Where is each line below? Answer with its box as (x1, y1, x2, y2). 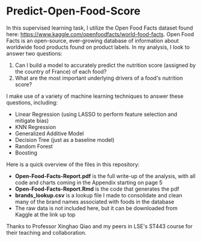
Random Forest (14, 142, 53, 150)
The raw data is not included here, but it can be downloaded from (14, 204, 178, 212)
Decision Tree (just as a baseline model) (14, 136, 115, 143)
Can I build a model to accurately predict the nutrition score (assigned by (14, 62, 196, 69)
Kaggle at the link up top (14, 211, 76, 218)
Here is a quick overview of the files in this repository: (6, 161, 140, 168)
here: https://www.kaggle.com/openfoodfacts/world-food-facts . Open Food (6, 30, 194, 37)
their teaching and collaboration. (6, 229, 87, 236)
